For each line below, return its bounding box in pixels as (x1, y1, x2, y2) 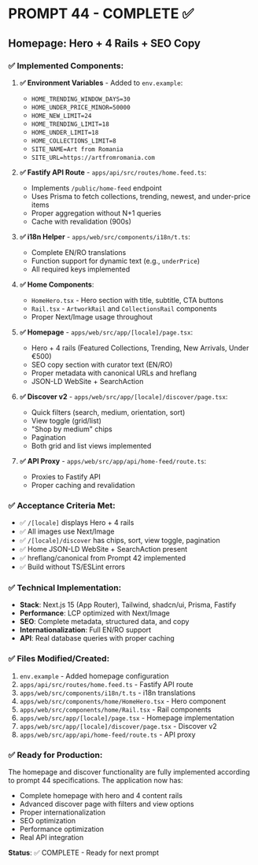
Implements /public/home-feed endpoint (31, 183, 163, 193)
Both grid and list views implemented (31, 441, 152, 450)
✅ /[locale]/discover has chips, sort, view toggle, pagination (19, 536, 220, 545)
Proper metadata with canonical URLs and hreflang (31, 368, 197, 378)
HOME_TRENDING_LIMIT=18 (31, 120, 110, 128)
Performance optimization (19, 824, 105, 834)
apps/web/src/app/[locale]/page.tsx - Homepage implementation (19, 713, 234, 723)
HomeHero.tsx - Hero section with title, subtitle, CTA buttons (31, 295, 224, 305)
